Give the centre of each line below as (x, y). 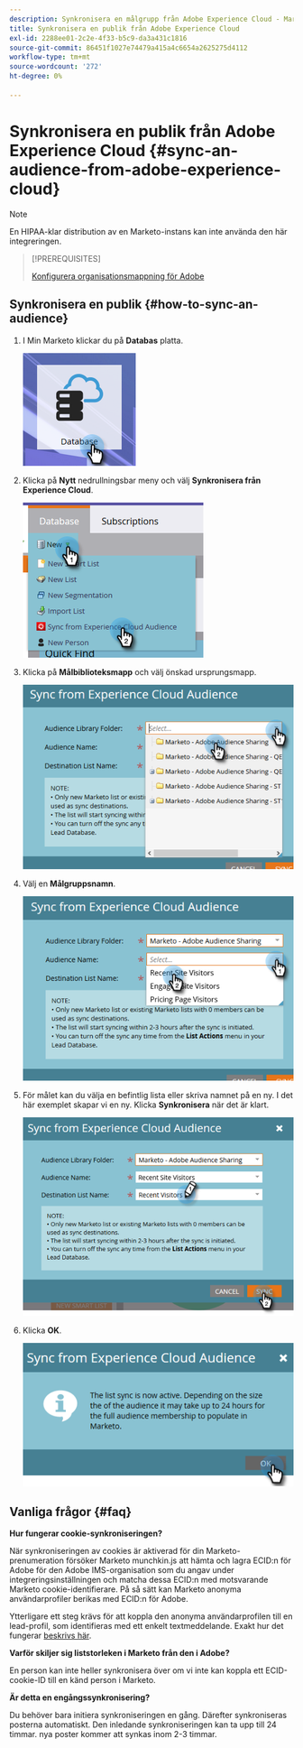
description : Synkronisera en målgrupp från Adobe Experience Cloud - (145, 19)
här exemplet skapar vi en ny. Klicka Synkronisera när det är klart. (145, 1105)
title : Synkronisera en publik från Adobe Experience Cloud (125, 28)
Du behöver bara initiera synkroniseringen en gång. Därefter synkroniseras (148, 1716)
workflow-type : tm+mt (50, 57)
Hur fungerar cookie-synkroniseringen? (86, 1533)
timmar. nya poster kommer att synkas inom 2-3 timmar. (114, 1734)
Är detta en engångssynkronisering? (80, 1697)
